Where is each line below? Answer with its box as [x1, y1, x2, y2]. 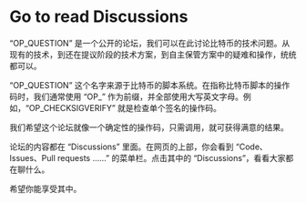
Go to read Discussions [9, 6, 189, 27]
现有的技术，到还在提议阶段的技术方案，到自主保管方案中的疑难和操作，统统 [9, 48, 297, 60]
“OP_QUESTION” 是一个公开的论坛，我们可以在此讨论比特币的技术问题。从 [9, 37, 291, 48]
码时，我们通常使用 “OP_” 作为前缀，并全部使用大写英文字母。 [9, 91, 244, 102]
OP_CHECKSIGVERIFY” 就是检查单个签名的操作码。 [28, 102, 221, 113]
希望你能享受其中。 [9, 183, 82, 194]
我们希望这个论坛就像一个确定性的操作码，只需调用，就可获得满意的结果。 [9, 121, 289, 133]
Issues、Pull [9, 152, 56, 163]
